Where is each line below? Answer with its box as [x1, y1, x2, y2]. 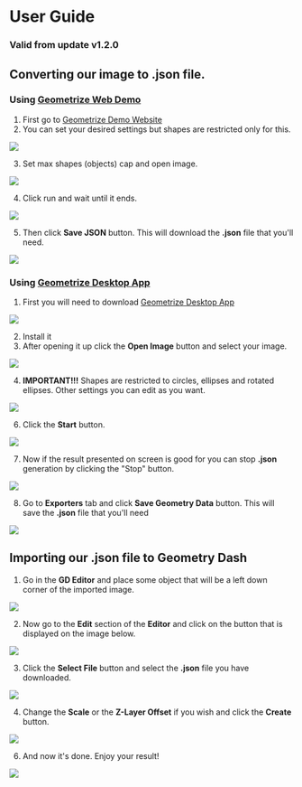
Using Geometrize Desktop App [9, 276, 151, 288]
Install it [22, 332, 52, 342]
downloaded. [22, 671, 72, 683]
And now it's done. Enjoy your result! [22, 750, 160, 761]
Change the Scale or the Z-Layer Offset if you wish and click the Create [22, 707, 292, 717]
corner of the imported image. [22, 584, 135, 595]
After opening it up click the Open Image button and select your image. [22, 341, 288, 351]
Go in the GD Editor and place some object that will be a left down [22, 574, 268, 585]
